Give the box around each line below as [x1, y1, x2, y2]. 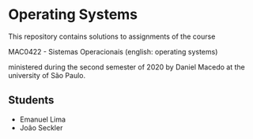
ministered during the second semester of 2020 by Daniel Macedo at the [8, 62, 245, 72]
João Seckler [19, 122, 63, 132]
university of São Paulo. [8, 70, 85, 80]
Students [8, 93, 55, 107]
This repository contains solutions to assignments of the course [8, 32, 216, 41]
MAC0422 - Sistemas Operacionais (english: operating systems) [8, 47, 218, 56]
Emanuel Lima [19, 115, 66, 124]
